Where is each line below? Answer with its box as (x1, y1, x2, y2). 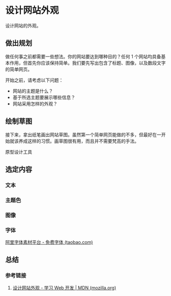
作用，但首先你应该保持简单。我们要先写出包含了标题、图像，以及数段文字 (9, 60, 166, 66)
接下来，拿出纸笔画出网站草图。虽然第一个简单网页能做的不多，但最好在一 (5, 131, 161, 138)
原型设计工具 (5, 149, 32, 155)
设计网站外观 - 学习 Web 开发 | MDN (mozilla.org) (12, 284, 117, 291)
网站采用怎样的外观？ (12, 101, 58, 107)
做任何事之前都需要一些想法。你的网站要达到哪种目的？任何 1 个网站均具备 (5, 53, 161, 59)
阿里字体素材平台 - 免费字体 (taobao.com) (5, 239, 93, 245)
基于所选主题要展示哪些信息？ (12, 94, 75, 100)
